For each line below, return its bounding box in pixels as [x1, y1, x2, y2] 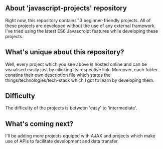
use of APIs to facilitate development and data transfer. [5, 138, 119, 144]
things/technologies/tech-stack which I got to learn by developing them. [5, 77, 154, 83]
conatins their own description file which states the [5, 72, 111, 78]
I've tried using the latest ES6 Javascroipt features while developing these [5, 28, 158, 34]
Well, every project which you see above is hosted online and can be [5, 61, 147, 67]
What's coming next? [5, 119, 74, 128]
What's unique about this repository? [5, 48, 124, 57]
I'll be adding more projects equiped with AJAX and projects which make [5, 133, 155, 139]
